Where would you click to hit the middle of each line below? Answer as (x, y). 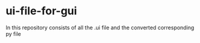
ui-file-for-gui (41, 11)
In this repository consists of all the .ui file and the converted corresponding (100, 27)
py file (14, 33)
